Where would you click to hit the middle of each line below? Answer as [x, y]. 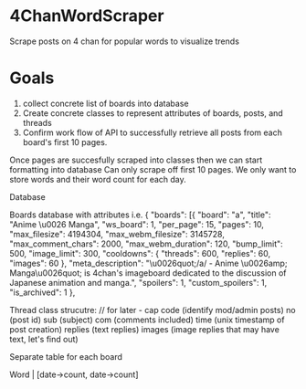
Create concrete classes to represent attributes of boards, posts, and [153, 113]
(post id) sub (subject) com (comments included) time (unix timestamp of [147, 320]
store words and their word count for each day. [98, 179]
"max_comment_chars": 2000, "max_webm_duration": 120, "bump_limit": [146, 244]
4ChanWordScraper [87, 16]
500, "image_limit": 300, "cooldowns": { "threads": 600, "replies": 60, [140, 253]
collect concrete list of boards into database [106, 103]
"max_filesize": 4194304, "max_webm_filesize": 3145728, [117, 234]
